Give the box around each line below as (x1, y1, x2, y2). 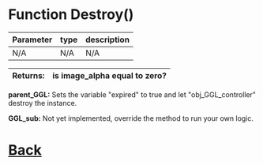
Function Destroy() (8, 6, 134, 24)
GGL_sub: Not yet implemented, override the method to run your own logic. (8, 113, 254, 123)
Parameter (12, 34, 53, 45)
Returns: (12, 69, 45, 81)
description (85, 34, 130, 45)
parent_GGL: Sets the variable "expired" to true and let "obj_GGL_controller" (8, 89, 257, 99)
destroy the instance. (8, 98, 77, 107)
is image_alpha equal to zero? (52, 69, 167, 81)
